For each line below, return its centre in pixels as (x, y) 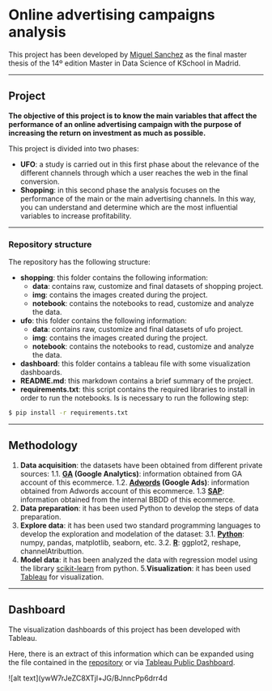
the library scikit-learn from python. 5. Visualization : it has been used (135, 568)
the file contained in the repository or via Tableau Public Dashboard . (122, 662)
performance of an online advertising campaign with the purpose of (125, 124)
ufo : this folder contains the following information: (104, 320)
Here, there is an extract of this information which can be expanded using (131, 654)
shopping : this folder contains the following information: (114, 278)
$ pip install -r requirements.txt (68, 413)
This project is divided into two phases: (74, 148)
